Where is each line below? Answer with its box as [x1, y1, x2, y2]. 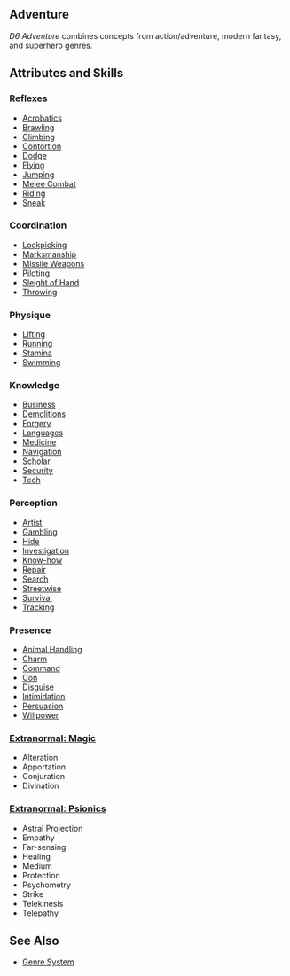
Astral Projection [21, 823, 83, 833]
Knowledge [9, 379, 60, 392]
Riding [21, 188, 46, 199]
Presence [9, 624, 51, 636]
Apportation [21, 761, 67, 772]
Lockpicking [21, 239, 67, 250]
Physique [9, 308, 51, 321]
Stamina [21, 347, 53, 358]
